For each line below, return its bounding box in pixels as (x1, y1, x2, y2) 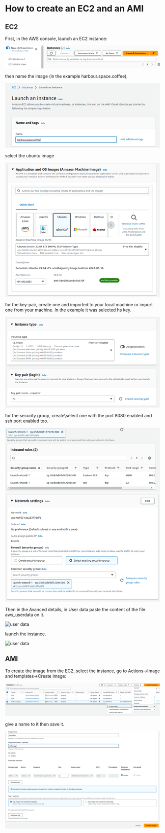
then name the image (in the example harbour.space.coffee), (5, 73, 128, 79)
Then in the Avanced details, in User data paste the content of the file (5, 606, 146, 612)
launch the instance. (5, 631, 46, 637)
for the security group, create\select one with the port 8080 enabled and (5, 413, 152, 419)
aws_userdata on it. (5, 612, 45, 617)
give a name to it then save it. (5, 721, 65, 727)
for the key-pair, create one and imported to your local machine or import (5, 302, 153, 308)
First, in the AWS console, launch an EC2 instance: (5, 36, 108, 41)
